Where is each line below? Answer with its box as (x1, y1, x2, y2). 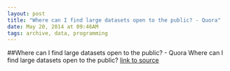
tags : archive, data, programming (7, 29, 109, 37)
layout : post (7, 10, 46, 17)
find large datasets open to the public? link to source (7, 56, 159, 65)
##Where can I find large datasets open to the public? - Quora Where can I (7, 49, 224, 57)
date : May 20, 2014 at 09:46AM (7, 23, 99, 30)
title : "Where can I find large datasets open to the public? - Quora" (7, 17, 221, 24)
